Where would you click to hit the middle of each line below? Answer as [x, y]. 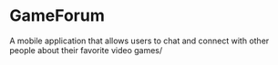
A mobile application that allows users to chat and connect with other [139, 41]
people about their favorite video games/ [86, 50]
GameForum [57, 16]
